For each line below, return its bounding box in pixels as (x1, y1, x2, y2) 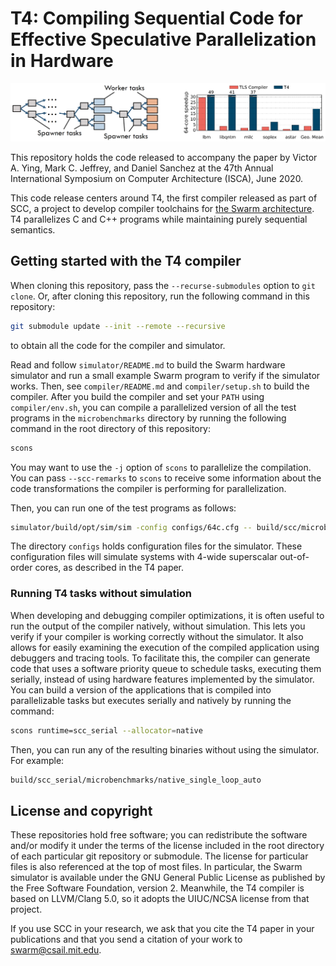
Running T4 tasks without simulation (10, 587, 193, 601)
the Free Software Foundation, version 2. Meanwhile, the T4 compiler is (10, 882, 305, 894)
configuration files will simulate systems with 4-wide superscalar (10, 551, 278, 563)
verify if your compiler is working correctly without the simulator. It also (10, 630, 304, 642)
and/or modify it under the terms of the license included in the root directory (10, 840, 325, 852)
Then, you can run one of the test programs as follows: (10, 502, 237, 514)
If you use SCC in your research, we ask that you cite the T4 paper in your (10, 923, 315, 935)
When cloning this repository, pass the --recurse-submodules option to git (10, 279, 316, 291)
